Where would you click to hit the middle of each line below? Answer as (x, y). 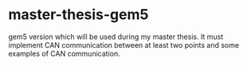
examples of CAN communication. (65, 53)
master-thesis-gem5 (78, 15)
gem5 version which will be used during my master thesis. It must (116, 37)
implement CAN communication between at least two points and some (124, 45)
